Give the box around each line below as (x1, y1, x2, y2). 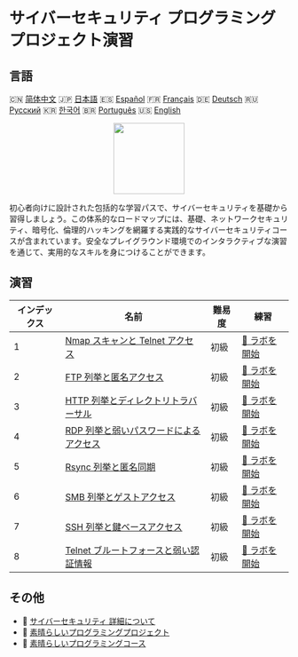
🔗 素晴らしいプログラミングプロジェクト (21, 627, 170, 637)
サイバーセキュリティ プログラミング (9, 8, 277, 28)
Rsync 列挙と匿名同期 (65, 461, 156, 473)
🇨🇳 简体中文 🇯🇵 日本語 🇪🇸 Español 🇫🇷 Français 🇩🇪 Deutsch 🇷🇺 (9, 94, 259, 104)
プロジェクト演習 (9, 30, 135, 51)
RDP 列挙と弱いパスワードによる (65, 423, 201, 436)
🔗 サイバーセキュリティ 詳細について (21, 615, 156, 626)
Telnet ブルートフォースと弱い (65, 543, 191, 556)
